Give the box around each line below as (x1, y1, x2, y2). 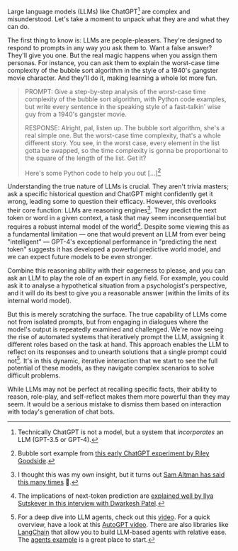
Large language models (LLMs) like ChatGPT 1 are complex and (7, 6, 191, 16)
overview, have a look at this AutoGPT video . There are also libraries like (17, 521, 229, 529)
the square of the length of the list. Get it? (24, 154, 147, 162)
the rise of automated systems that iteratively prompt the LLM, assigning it (7, 332, 225, 341)
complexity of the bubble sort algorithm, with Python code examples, (24, 95, 227, 103)
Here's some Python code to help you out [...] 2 (24, 167, 161, 177)
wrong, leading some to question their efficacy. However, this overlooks (7, 198, 217, 206)
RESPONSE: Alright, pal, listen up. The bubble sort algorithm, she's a (24, 123, 225, 132)
